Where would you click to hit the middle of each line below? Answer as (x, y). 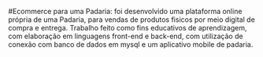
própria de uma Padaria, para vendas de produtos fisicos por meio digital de (132, 20)
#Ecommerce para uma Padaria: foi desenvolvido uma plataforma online (125, 11)
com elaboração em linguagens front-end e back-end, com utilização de (126, 36)
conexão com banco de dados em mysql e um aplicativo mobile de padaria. (131, 45)
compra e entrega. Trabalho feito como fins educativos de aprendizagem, (128, 28)
